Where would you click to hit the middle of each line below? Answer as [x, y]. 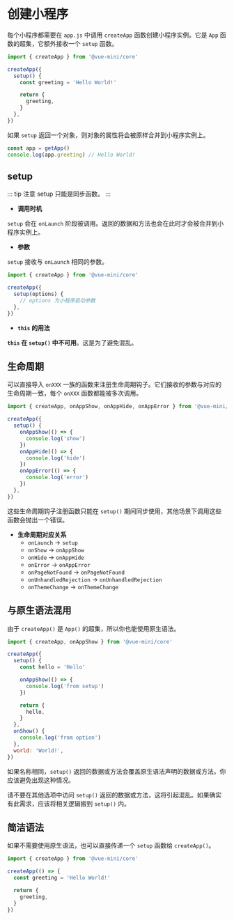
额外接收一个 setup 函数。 [81, 43]
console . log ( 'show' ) [55, 438]
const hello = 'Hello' [53, 667]
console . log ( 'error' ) [57, 478]
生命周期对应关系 [42, 534]
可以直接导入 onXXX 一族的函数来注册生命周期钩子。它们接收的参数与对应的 [114, 384]
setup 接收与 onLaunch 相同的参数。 [57, 262]
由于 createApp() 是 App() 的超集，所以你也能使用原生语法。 [94, 628]
